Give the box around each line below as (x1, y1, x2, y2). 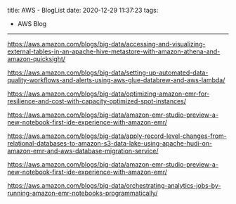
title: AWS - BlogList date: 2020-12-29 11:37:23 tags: (7, 6, 159, 14)
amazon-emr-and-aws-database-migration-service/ (7, 147, 159, 155)
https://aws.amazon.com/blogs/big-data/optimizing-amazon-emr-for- (7, 89, 210, 98)
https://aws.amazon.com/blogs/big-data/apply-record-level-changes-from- (7, 132, 227, 140)
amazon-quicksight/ (7, 55, 65, 63)
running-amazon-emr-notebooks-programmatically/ (7, 189, 158, 197)
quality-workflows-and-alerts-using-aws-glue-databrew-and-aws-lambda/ (7, 76, 225, 84)
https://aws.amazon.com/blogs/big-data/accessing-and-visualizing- (7, 40, 206, 48)
